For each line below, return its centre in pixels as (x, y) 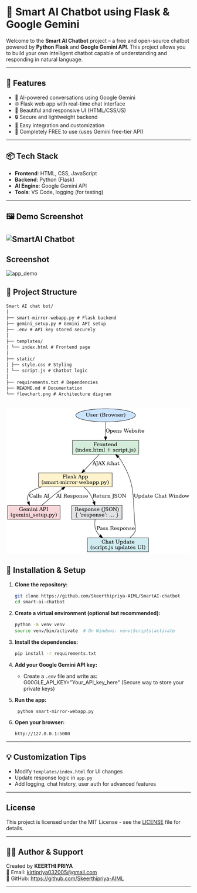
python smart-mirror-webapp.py (55, 711)
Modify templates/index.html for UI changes (69, 771)
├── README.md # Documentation (44, 388)
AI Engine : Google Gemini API (50, 186)
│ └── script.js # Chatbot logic (47, 371)
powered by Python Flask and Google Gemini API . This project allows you (96, 47)
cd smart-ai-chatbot (40, 602)
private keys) (39, 688)
